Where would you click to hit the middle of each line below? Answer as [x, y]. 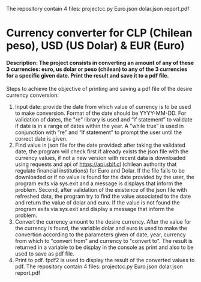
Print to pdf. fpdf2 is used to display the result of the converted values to [105, 260]
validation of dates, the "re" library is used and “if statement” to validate [104, 120]
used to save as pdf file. [45, 254]
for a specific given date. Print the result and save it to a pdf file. [88, 75]
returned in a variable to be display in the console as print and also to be [104, 247]
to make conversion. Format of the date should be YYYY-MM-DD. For [100, 113]
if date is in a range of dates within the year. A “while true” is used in [99, 126]
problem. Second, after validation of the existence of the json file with [101, 190]
